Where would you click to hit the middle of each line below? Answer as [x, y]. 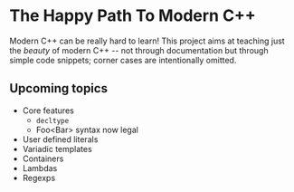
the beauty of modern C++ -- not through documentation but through [139, 50]
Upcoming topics [59, 88]
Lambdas [40, 168]
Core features [48, 110]
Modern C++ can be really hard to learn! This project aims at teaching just [147, 41]
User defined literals [60, 139]
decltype [52, 120]
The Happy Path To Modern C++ [133, 16]
